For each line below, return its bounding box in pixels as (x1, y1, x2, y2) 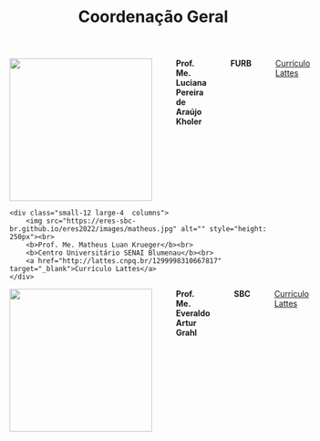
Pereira (176, 87, 204, 98)
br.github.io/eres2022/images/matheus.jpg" (9, 225, 178, 234)
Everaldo (176, 308, 211, 319)
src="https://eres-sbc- (46, 216, 137, 226)
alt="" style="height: (181, 225, 267, 234)
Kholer (176, 116, 202, 127)
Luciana (176, 78, 207, 89)
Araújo (176, 107, 202, 118)
